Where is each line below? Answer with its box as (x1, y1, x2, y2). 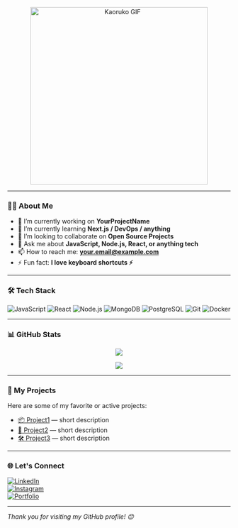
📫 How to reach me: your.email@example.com (17, 248, 159, 256)
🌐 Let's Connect (7, 461, 65, 471)
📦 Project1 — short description (17, 416, 110, 424)
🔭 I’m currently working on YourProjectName (17, 217, 150, 226)
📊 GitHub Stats (7, 329, 62, 339)
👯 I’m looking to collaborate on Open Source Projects (17, 232, 174, 241)
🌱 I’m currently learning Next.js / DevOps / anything (17, 224, 171, 233)
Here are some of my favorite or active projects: (7, 402, 147, 410)
